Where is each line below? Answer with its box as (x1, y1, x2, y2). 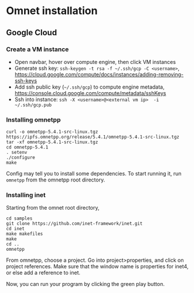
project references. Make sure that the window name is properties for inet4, (6, 263, 189, 270)
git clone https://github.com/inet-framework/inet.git (6, 221, 143, 227)
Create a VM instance (6, 45, 69, 53)
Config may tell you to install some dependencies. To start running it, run (6, 170, 182, 177)
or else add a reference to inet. (6, 269, 81, 277)
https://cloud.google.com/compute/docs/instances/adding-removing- (14, 70, 184, 78)
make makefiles (6, 231, 43, 237)
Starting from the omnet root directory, (6, 204, 100, 211)
